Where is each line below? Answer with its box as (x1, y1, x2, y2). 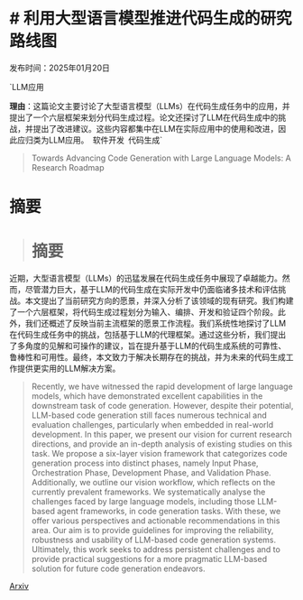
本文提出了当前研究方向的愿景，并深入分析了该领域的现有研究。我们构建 (24, 295, 294, 307)
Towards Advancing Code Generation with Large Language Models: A (31, 152, 291, 163)
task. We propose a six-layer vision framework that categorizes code (31, 448, 288, 459)
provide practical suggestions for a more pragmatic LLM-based (31, 554, 268, 565)
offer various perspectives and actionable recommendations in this (31, 515, 280, 526)
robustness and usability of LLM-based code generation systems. (31, 534, 277, 546)
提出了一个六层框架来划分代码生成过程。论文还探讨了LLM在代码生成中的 (9, 112, 279, 123)
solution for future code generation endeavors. (31, 563, 206, 574)
